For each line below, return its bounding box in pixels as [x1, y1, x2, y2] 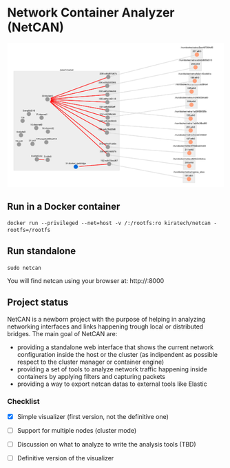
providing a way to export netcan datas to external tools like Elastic [17, 380, 208, 388]
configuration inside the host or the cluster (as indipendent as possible [17, 350, 218, 358]
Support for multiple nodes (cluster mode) [17, 426, 137, 434]
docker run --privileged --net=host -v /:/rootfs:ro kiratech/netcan [7, 220, 211, 226]
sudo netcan [7, 264, 41, 271]
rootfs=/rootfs [7, 226, 51, 233]
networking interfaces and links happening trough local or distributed [7, 322, 204, 331]
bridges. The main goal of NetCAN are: [7, 329, 118, 338]
